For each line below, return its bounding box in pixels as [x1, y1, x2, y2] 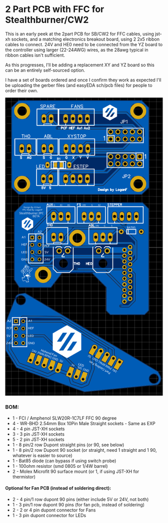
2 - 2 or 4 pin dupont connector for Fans [12, 507, 96, 513]
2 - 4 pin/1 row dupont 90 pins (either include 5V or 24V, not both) [12, 496, 149, 502]
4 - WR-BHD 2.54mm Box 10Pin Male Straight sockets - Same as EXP [12, 420, 156, 426]
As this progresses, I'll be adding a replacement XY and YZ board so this [5, 62, 155, 68]
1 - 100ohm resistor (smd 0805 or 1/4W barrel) [12, 463, 108, 469]
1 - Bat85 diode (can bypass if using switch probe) [12, 458, 116, 464]
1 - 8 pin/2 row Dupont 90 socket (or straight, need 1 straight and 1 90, [12, 447, 157, 453]
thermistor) [12, 473, 36, 480]
